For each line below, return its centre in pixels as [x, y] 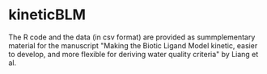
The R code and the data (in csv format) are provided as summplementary [132, 37]
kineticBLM [47, 15]
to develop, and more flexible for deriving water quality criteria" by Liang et [133, 54]
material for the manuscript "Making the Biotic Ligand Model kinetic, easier [133, 45]
